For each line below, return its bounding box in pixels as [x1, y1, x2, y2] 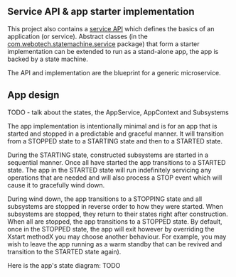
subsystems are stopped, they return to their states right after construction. [7, 210, 229, 218]
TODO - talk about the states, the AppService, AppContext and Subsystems [7, 108, 230, 116]
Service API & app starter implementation [7, 6, 195, 18]
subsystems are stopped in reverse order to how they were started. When [7, 202, 224, 210]
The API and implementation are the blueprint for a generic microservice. [7, 68, 222, 77]
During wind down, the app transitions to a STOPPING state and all [7, 195, 203, 203]
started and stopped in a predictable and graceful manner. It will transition [7, 129, 224, 138]
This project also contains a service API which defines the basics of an [7, 24, 215, 33]
